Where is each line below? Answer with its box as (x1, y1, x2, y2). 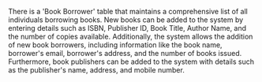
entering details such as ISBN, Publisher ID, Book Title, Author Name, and (8, 24, 247, 32)
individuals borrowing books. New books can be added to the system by (8, 15, 244, 24)
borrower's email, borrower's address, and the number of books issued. (8, 49, 242, 58)
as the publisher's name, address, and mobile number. (8, 65, 185, 74)
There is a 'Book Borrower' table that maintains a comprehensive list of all (8, 7, 249, 16)
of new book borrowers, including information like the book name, (8, 40, 223, 50)
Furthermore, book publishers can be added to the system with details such (8, 57, 255, 66)
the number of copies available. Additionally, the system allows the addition (8, 32, 253, 41)
